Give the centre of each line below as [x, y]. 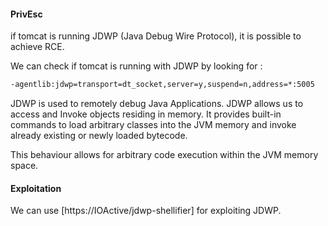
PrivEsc [26, 14]
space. [24, 166]
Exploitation [36, 188]
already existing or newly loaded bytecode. [99, 136]
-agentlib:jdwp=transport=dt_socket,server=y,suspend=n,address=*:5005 [162, 85]
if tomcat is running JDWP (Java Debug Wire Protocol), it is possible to [156, 36]
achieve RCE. [37, 47]
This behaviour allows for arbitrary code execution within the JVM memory [164, 155]
